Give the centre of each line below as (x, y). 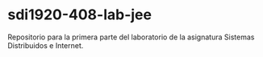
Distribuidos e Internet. (46, 45)
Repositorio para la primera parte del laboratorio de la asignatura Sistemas (131, 37)
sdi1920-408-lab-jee (80, 15)
